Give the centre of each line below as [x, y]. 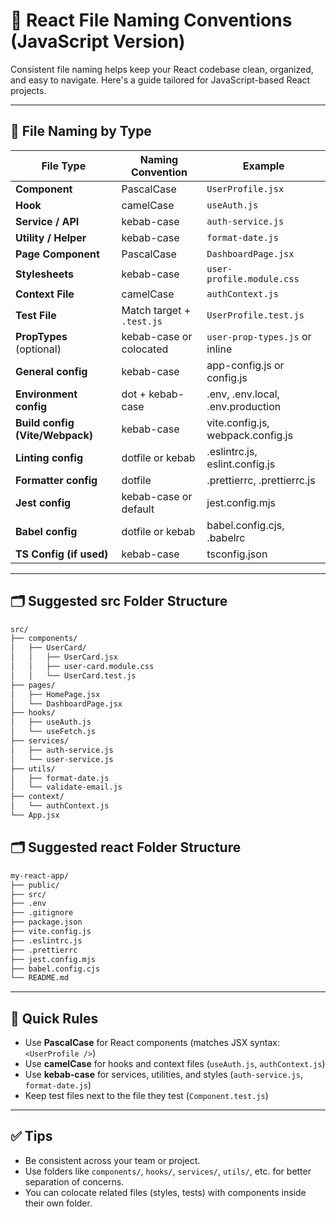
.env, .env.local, [243, 394]
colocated [145, 349]
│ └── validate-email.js [66, 787]
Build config [45, 422]
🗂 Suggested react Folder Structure [126, 847]
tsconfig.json [237, 554]
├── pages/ [33, 685]
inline [219, 349]
